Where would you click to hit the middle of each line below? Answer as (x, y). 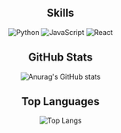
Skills (60, 13)
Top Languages (60, 102)
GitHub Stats (60, 58)
